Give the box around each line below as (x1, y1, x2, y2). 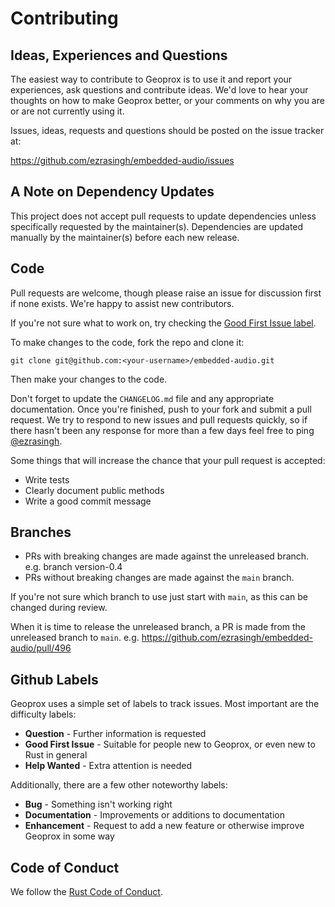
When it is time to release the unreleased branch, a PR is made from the (10, 621, 307, 633)
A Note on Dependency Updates (10, 183, 215, 201)
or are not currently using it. (10, 105, 125, 117)
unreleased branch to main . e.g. (10, 632, 140, 644)
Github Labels (10, 671, 99, 688)
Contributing (10, 7, 119, 30)
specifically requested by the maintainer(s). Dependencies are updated (10, 220, 304, 232)
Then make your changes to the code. (10, 373, 168, 385)
